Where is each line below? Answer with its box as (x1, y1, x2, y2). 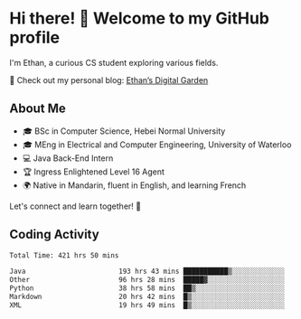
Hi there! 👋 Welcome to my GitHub (9, 8, 269, 29)
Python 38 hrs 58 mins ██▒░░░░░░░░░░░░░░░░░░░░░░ (9, 284, 285, 293)
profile (9, 27, 61, 48)
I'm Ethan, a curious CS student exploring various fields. (9, 57, 219, 68)
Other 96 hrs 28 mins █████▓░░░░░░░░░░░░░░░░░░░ (9, 276, 285, 285)
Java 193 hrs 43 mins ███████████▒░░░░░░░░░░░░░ (9, 267, 285, 277)
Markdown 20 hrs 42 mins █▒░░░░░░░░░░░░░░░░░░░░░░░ (9, 293, 285, 302)
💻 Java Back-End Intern (22, 153, 114, 164)
